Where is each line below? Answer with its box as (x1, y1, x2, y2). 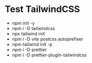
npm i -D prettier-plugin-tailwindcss (12, 51, 87, 58)
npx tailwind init (12, 30, 45, 36)
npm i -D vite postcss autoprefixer (12, 36, 84, 42)
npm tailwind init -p (12, 41, 53, 47)
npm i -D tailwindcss (12, 25, 55, 31)
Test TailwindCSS (5, 3, 80, 15)
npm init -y (12, 20, 35, 26)
